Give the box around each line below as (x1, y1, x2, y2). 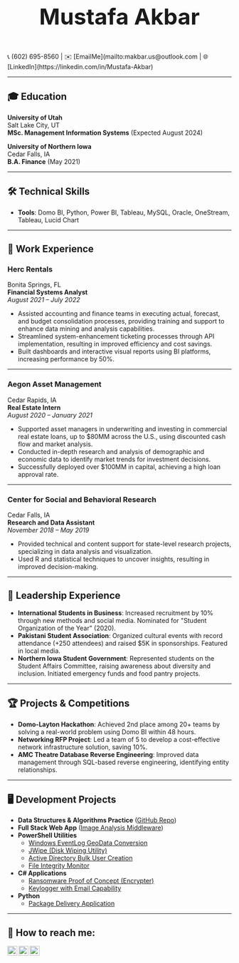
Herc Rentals (7, 264, 53, 274)
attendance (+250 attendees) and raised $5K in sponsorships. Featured (17, 639, 228, 647)
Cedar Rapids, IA (7, 396, 57, 404)
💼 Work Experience (7, 243, 94, 255)
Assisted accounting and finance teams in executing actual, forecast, (17, 309, 221, 318)
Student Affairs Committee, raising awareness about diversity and (17, 661, 211, 670)
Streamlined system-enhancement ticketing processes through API (17, 332, 215, 341)
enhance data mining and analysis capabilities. (17, 324, 155, 333)
